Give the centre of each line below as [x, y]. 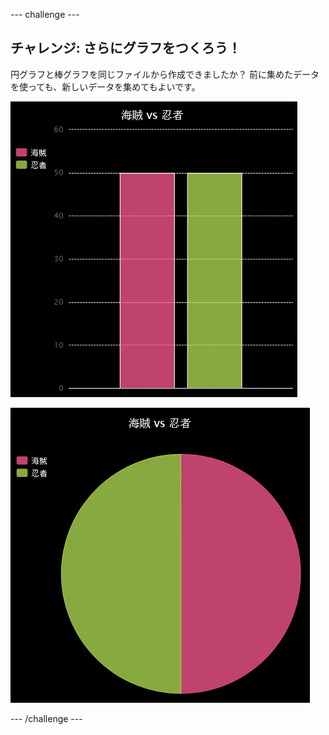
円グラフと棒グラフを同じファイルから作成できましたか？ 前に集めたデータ [165, 74]
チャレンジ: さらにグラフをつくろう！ [126, 48]
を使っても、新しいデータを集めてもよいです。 [105, 86]
